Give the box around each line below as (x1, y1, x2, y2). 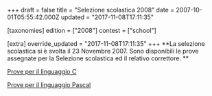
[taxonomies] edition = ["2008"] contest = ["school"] (7, 27, 156, 34)
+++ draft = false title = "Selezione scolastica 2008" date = (7, 6, 175, 14)
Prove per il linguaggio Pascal (7, 81, 91, 88)
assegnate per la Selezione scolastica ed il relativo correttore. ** (7, 54, 189, 62)
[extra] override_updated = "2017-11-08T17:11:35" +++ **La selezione (7, 40, 206, 47)
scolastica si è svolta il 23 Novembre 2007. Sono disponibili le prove (7, 47, 199, 55)
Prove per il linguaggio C (7, 68, 77, 75)
